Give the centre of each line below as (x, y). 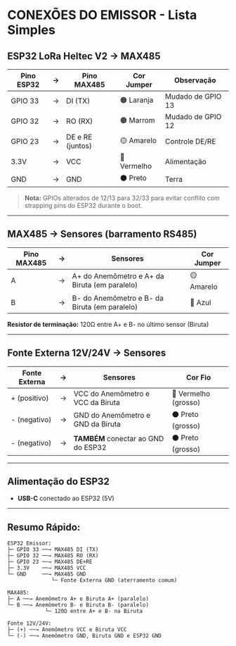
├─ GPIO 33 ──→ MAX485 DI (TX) (53, 549)
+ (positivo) (30, 398)
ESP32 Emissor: (29, 543)
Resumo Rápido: (44, 527)
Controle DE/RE (190, 141)
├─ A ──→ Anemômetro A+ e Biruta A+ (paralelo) (78, 599)
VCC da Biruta (97, 402)
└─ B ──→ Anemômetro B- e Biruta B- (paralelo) (78, 605)
